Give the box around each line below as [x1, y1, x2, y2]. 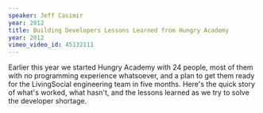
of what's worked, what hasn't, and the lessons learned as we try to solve [8, 88, 250, 97]
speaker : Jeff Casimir [8, 11, 83, 20]
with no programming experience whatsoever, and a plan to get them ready [8, 71, 255, 81]
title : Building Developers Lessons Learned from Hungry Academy [8, 26, 229, 34]
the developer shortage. [8, 96, 87, 106]
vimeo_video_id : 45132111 [8, 41, 94, 49]
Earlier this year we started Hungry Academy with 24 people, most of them [8, 62, 253, 72]
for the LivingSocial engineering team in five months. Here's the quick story [8, 80, 256, 89]
